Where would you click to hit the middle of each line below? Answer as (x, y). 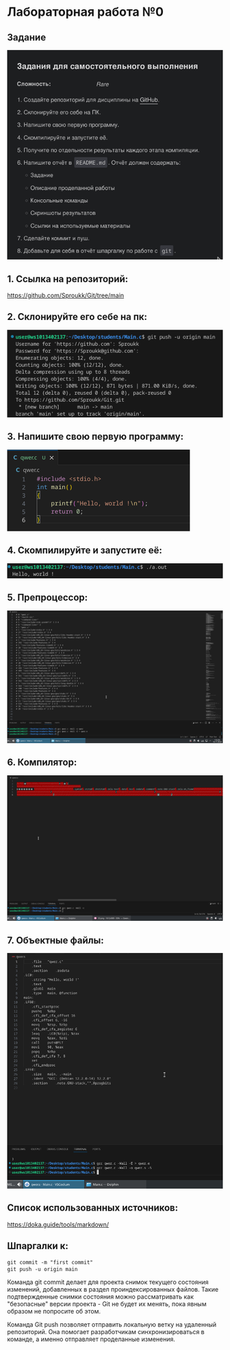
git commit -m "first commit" (50, 1263)
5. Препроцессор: (48, 598)
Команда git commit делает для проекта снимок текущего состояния (108, 1282)
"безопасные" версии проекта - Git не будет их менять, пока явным (107, 1304)
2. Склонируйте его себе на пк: (77, 317)
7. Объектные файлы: (55, 940)
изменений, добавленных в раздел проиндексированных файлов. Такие (113, 1290)
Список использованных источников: (93, 1208)
